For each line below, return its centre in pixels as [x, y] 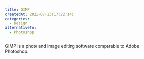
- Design [18, 23]
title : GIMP [17, 10]
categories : [17, 19]
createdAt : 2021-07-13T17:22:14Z [39, 14]
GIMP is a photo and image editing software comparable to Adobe [72, 46]
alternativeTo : [21, 28]
